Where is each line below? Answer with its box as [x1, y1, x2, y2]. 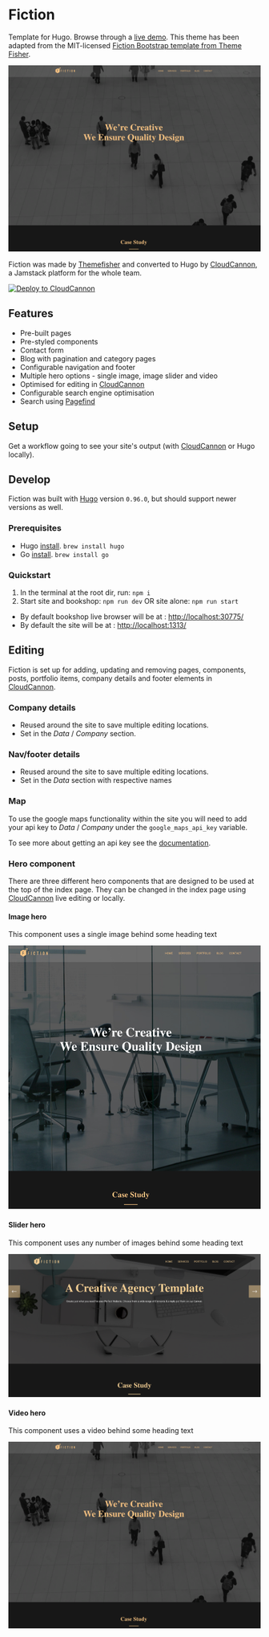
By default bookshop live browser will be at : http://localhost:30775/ [19, 612, 244, 621]
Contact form [19, 345, 64, 355]
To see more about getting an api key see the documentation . [8, 837, 211, 848]
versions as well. [8, 503, 64, 512]
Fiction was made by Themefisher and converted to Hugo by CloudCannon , [8, 259, 258, 270]
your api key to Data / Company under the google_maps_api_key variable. [8, 822, 248, 832]
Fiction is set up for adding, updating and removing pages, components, [8, 665, 247, 674]
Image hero [8, 911, 47, 921]
